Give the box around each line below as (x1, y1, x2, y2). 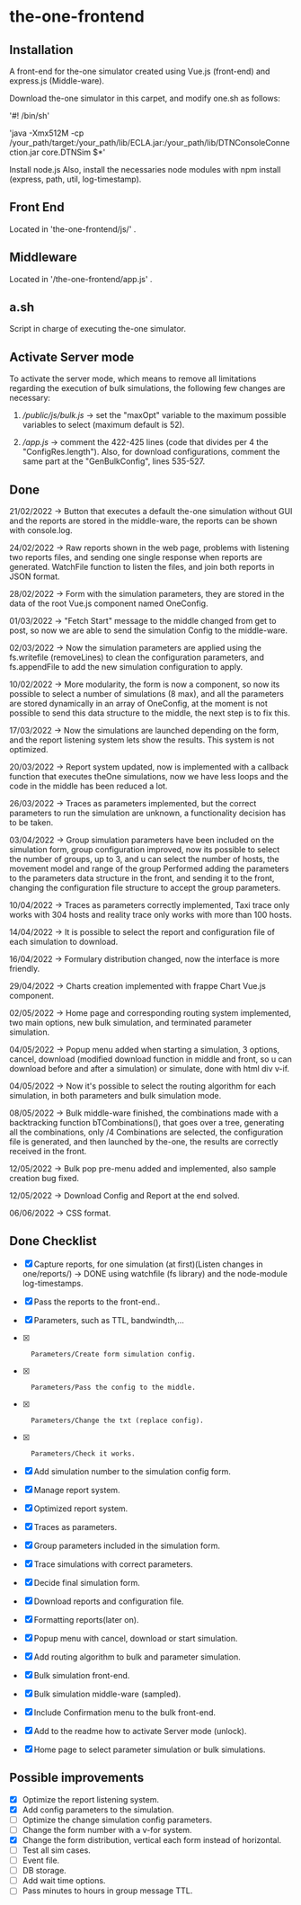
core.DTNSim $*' (41, 147, 106, 157)
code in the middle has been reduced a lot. (9, 780, 168, 792)
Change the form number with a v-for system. (22, 1824, 192, 1835)
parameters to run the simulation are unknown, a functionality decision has (9, 807, 286, 819)
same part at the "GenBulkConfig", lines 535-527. (22, 456, 205, 467)
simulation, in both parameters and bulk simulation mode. (9, 1090, 222, 1101)
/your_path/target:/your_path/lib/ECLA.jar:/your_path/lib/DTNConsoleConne (9, 138, 290, 147)
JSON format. (9, 571, 60, 582)
